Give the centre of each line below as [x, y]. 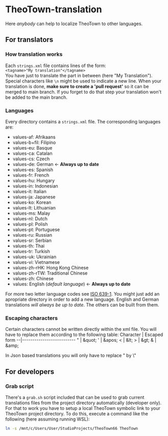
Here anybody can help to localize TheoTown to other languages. [74, 24]
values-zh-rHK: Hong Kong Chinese [51, 267]
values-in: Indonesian [35, 186]
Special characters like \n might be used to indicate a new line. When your [83, 81]
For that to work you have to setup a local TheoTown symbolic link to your [83, 408]
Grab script [20, 386]
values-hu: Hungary [34, 180]
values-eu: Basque [32, 148]
